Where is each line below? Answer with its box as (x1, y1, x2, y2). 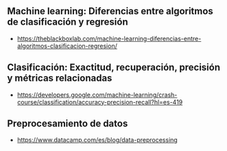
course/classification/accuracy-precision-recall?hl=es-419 (16, 97, 183, 106)
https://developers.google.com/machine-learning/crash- (16, 91, 178, 99)
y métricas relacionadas (7, 72, 112, 84)
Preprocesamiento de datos (7, 118, 128, 130)
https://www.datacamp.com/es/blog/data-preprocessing (16, 136, 178, 144)
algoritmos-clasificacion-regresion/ (16, 41, 118, 50)
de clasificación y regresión (7, 16, 128, 28)
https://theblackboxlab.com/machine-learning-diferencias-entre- (16, 34, 202, 43)
